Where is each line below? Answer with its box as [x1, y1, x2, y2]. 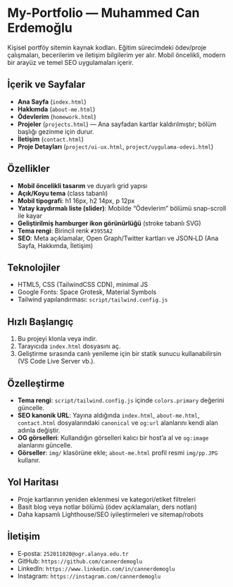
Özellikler [7, 163, 51, 175]
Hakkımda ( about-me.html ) [17, 104, 96, 113]
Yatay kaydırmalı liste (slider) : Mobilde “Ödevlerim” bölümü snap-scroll [17, 204, 227, 212]
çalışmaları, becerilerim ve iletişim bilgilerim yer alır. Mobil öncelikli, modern [7, 51, 226, 59]
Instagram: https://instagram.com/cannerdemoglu [17, 571, 161, 580]
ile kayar [17, 211, 42, 220]
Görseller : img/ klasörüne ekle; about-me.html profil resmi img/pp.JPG [17, 449, 218, 457]
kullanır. [17, 456, 41, 464]
